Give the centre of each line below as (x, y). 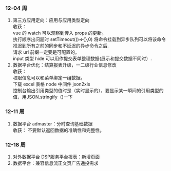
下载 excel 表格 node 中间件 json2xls (52, 84)
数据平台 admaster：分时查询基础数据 (53, 123)
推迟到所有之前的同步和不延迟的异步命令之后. (61, 46)
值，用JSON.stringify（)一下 (43, 97)
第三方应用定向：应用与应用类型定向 (51, 20)
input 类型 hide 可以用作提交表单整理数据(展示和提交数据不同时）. (82, 59)
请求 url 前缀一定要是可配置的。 (46, 52)
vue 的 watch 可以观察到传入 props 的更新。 (59, 33)
